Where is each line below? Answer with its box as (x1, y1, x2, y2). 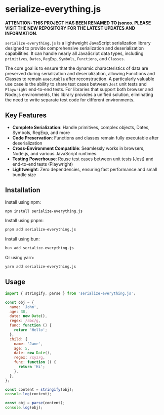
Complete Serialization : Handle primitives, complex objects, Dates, (12, 124, 150, 130)
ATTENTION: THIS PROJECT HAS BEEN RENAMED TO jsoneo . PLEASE (5, 20, 151, 26)
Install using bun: (5, 236, 40, 242)
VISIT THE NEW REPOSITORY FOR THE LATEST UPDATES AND (5, 25, 135, 31)
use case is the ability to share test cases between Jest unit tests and (5, 81, 147, 87)
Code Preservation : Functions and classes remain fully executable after (12, 135, 159, 140)
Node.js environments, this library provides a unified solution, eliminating (5, 92, 154, 97)
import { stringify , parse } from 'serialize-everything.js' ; (5, 291, 136, 296)
